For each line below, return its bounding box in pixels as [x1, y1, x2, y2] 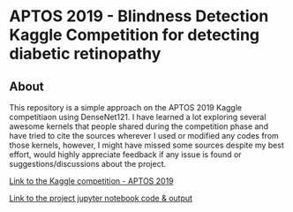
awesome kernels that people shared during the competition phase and [9, 121, 269, 132]
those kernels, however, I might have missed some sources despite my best [9, 140, 284, 150]
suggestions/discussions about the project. [9, 159, 167, 169]
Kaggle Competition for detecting [9, 25, 260, 45]
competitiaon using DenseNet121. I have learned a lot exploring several [9, 112, 267, 122]
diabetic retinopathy [9, 44, 162, 64]
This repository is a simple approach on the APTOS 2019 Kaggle [9, 102, 243, 112]
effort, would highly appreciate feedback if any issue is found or [9, 149, 242, 160]
